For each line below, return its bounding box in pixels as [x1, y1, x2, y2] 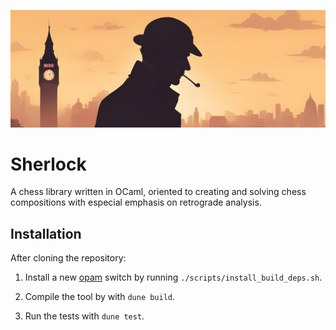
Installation [10, 225, 82, 242]
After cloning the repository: [10, 252, 127, 264]
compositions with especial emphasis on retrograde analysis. [10, 196, 262, 209]
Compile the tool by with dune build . [24, 291, 176, 303]
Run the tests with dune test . [24, 310, 145, 322]
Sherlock [10, 153, 87, 175]
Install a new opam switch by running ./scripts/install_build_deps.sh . [24, 271, 323, 284]
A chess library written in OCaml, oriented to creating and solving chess [10, 186, 307, 198]
